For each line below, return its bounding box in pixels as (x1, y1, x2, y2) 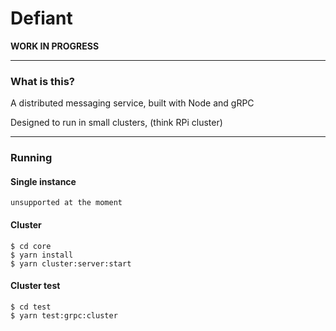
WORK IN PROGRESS (10, 40, 100, 52)
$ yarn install (10, 250, 74, 260)
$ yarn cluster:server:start (10, 258, 132, 269)
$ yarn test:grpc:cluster (10, 310, 118, 321)
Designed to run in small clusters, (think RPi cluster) (10, 117, 223, 129)
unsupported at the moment (10, 198, 123, 208)
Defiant (10, 7, 73, 30)
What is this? (10, 74, 75, 88)
